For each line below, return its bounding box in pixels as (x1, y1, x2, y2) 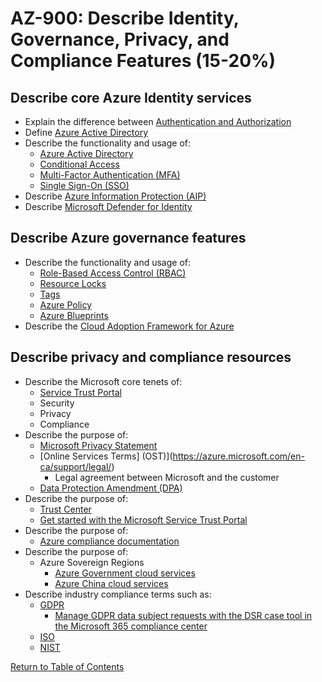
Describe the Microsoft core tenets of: (24, 375, 183, 387)
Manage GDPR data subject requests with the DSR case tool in (54, 609, 313, 621)
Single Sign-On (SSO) (39, 180, 130, 191)
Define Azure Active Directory (24, 127, 149, 138)
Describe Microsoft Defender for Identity (24, 201, 193, 212)
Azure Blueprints (39, 309, 109, 321)
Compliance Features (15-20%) (10, 50, 277, 72)
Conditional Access (39, 158, 120, 170)
